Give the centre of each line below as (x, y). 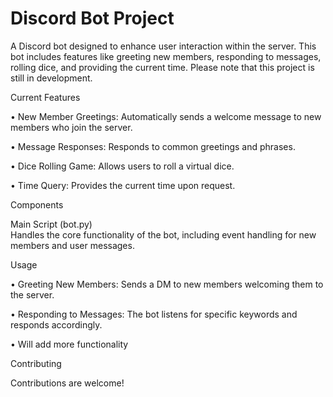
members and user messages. (72, 245)
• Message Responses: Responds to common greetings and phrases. (153, 146)
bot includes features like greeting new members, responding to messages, (166, 56)
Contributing (36, 363)
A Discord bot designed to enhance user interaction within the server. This (163, 46)
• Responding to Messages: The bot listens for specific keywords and (154, 314)
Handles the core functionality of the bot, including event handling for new (163, 234)
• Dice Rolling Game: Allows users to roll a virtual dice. (122, 166)
